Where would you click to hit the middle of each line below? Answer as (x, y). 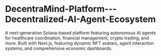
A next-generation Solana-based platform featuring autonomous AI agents (80, 33)
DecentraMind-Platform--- (61, 9)
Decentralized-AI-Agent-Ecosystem (80, 19)
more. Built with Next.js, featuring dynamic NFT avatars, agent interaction (80, 43)
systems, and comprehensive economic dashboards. (59, 48)
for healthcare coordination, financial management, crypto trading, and (77, 38)
